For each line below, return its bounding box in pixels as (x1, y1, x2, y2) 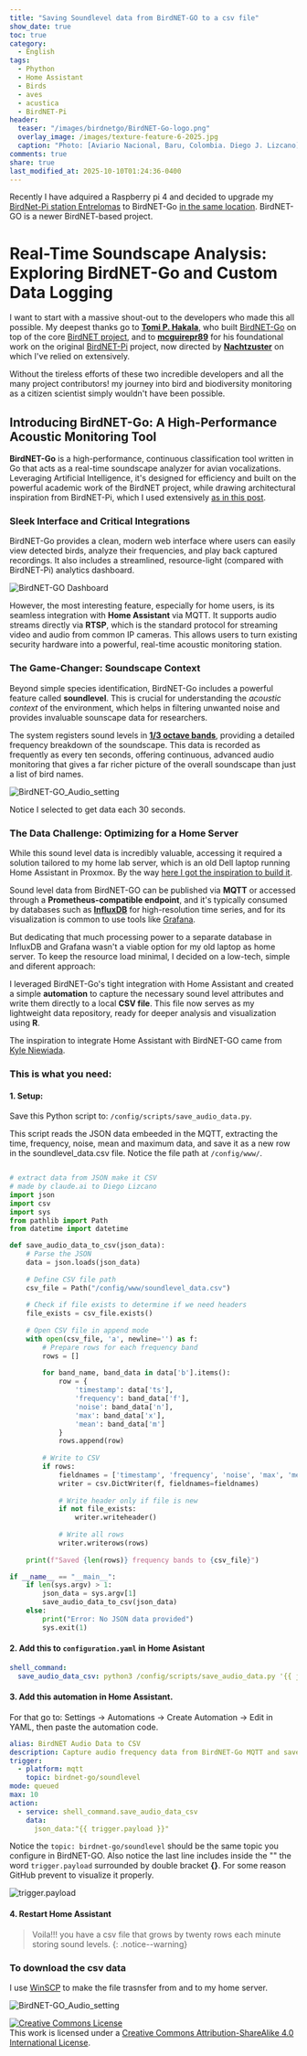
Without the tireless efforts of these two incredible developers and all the (9, 369, 284, 380)
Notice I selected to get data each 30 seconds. (9, 804, 185, 815)
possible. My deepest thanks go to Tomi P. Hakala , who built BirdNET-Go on (9, 322, 297, 333)
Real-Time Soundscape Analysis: (9, 243, 268, 263)
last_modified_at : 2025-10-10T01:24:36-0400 (9, 166, 182, 176)
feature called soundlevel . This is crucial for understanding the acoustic (9, 692, 281, 703)
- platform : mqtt (17, 1764, 84, 1774)
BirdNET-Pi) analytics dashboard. (9, 564, 135, 576)
